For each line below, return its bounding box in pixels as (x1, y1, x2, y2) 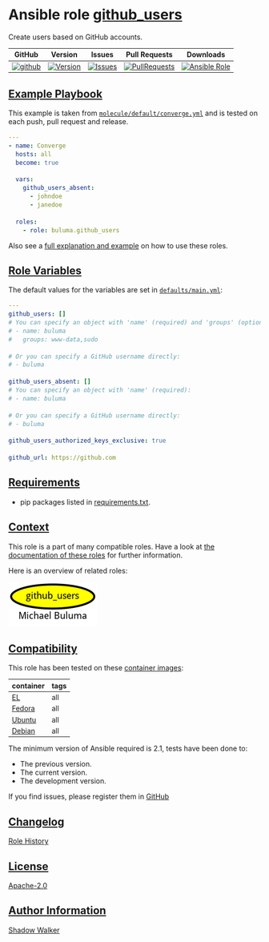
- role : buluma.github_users (22, 226, 120, 234)
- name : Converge (8, 142, 66, 150)
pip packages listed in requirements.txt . (19, 497, 151, 506)
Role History (8, 836, 50, 846)
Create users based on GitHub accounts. (8, 32, 143, 42)
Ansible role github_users (8, 6, 183, 24)
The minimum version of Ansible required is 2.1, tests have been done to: (8, 743, 248, 754)
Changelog (8, 815, 65, 828)
